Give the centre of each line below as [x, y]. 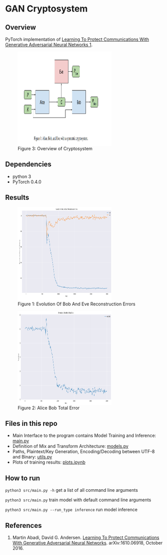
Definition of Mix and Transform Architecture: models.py [70, 446]
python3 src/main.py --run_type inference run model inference [71, 510]
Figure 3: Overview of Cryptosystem [55, 148]
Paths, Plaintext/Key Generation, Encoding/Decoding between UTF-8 [83, 452]
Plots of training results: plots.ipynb [49, 462]
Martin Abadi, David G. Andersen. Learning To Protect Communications [86, 537]
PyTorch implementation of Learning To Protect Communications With [77, 39]
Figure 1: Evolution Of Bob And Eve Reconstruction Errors [77, 304]
